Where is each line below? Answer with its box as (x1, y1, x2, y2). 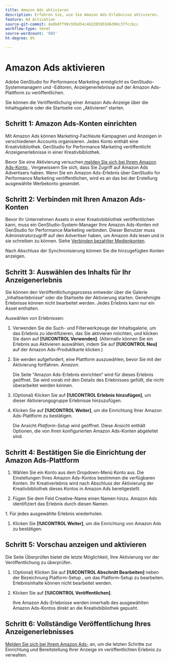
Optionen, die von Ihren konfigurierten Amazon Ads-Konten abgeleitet (12, 428, 158, 434)
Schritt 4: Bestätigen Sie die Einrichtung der (5, 448, 146, 457)
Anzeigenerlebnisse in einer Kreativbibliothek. (5, 149, 101, 155)
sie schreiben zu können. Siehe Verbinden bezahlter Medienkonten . (5, 238, 146, 244)
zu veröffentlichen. (25, 89, 65, 95)
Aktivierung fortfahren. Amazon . (12, 362, 80, 368)
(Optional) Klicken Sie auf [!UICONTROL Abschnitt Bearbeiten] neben (12, 569, 159, 575)
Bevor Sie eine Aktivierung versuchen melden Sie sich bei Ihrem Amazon (5, 159, 156, 165)
